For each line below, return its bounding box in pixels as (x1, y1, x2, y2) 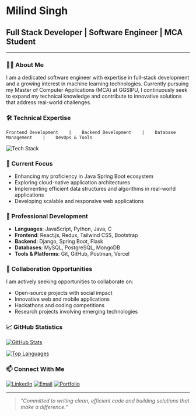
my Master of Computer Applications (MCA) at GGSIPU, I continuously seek (6, 87, 188, 94)
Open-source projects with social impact (14, 290, 113, 297)
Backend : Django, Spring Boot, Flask (14, 238, 103, 245)
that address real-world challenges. (6, 99, 92, 106)
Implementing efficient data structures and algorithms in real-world (14, 185, 176, 192)
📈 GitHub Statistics (6, 323, 63, 331)
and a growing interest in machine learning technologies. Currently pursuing (6, 80, 189, 87)
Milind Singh (6, 4, 68, 18)
